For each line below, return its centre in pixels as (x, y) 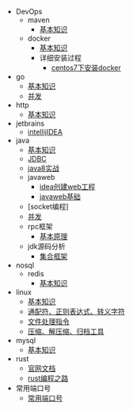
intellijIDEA (45, 132)
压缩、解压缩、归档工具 (66, 331)
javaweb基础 (60, 197)
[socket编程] (48, 207)
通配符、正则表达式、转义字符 (76, 311)
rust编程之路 (48, 378)
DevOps (29, 12)
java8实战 (43, 168)
